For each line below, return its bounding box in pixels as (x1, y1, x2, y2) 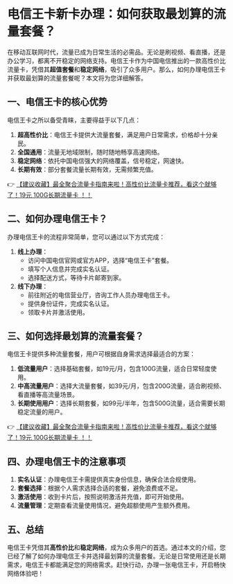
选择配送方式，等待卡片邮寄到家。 (27, 273, 126, 281)
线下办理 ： (17, 282, 49, 290)
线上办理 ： (17, 247, 49, 256)
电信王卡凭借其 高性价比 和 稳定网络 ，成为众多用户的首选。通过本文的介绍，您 (7, 543, 226, 551)
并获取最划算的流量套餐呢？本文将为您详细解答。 (7, 73, 147, 82)
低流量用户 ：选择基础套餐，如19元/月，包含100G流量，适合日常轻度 (17, 364, 212, 373)
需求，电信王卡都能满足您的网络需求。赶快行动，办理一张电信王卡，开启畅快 (7, 560, 226, 569)
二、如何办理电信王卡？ (7, 213, 107, 225)
